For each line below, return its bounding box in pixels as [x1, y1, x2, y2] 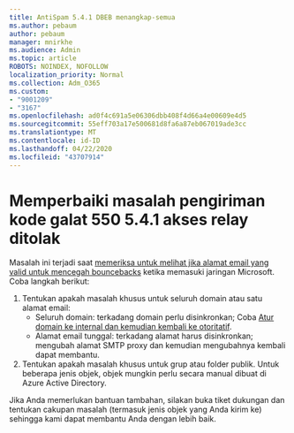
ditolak [9, 228, 61, 248]
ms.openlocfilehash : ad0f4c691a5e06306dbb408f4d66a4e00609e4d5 [9, 111, 247, 120]
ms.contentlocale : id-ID [9, 136, 101, 145]
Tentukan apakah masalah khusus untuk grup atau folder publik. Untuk [21, 359, 280, 369]
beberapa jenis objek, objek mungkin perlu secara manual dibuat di [21, 368, 267, 379]
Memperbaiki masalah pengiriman [9, 191, 266, 210]
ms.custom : [9, 87, 49, 95]
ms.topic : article [9, 54, 77, 63]
